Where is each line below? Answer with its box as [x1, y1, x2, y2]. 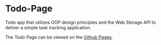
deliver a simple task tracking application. [5, 24, 92, 30]
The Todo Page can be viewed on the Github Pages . [5, 34, 113, 40]
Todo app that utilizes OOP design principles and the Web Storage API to [5, 19, 156, 25]
